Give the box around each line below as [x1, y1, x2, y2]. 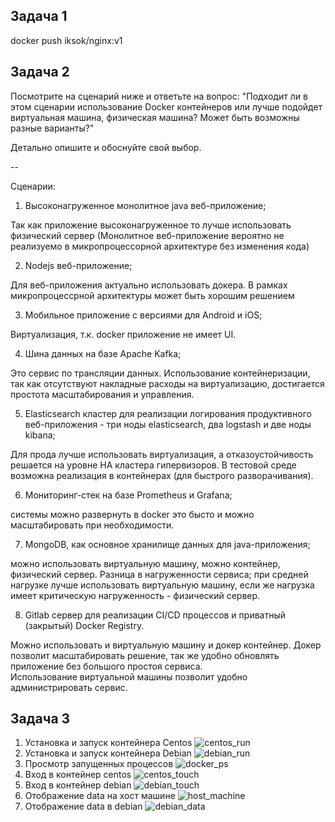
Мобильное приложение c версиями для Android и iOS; [24, 309, 263, 321]
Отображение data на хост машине [24, 790, 176, 802]
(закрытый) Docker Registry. [24, 619, 145, 631]
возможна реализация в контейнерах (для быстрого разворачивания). [10, 469, 314, 481]
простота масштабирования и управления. [10, 388, 195, 400]
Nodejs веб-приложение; [24, 259, 133, 271]
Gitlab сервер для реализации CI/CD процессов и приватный [24, 609, 287, 621]
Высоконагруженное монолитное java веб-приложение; [24, 199, 267, 211]
